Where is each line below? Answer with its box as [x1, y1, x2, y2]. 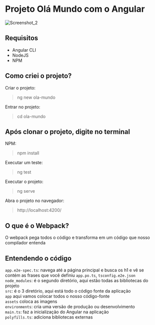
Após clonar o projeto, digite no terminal [5, 127, 131, 136]
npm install [17, 150, 40, 156]
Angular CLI [12, 47, 36, 53]
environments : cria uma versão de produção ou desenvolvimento [5, 304, 135, 309]
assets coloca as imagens [5, 298, 58, 304]
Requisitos [5, 34, 38, 42]
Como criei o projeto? [5, 72, 72, 80]
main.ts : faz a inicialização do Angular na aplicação [5, 309, 109, 315]
